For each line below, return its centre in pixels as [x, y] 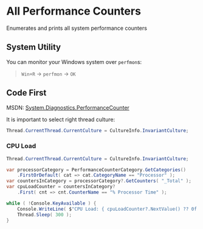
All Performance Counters [74, 11]
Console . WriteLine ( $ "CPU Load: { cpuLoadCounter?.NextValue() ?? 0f [107, 209]
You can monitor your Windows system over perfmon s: [74, 62]
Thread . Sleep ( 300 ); [44, 214]
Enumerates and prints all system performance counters [77, 28]
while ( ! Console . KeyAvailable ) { [51, 203]
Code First [26, 93]
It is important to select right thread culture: [61, 119]
